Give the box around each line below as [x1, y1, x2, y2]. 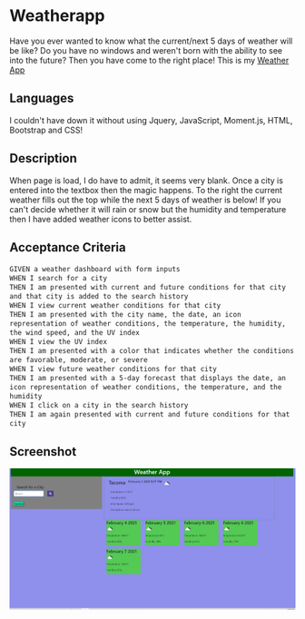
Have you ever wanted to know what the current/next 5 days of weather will [9, 35, 293, 46]
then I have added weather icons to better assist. [9, 213, 192, 224]
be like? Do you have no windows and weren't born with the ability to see [9, 44, 283, 55]
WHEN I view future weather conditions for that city [9, 365, 218, 374]
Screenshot [9, 444, 77, 459]
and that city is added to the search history [9, 292, 189, 301]
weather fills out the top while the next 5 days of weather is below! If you [9, 194, 281, 205]
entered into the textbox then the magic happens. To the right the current [9, 184, 283, 195]
